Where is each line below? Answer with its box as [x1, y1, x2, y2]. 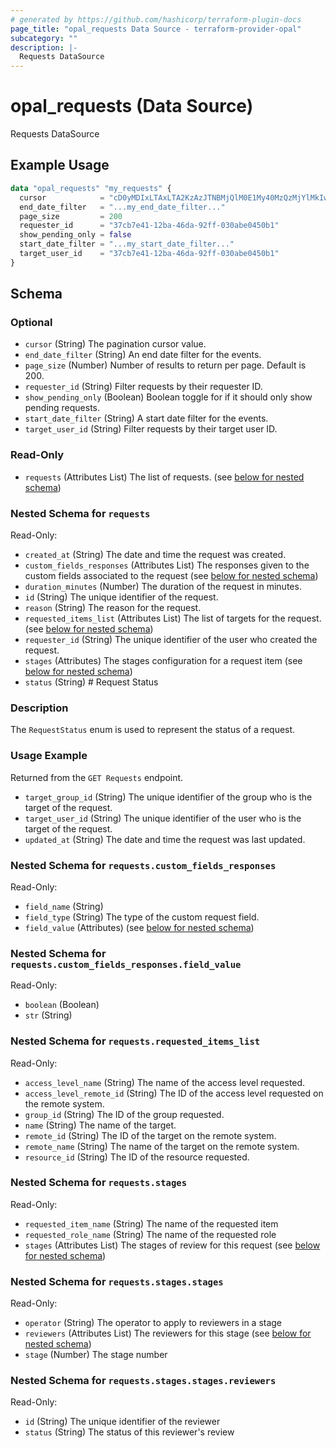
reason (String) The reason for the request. [24, 602, 202, 614]
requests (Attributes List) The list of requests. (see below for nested [24, 471, 305, 483]
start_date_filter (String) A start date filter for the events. [24, 412, 269, 425]
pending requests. [24, 402, 101, 414]
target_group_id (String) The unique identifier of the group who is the [24, 791, 313, 803]
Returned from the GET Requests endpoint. [10, 771, 184, 783]
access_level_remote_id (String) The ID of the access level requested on [24, 1087, 324, 1099]
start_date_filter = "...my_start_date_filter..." [19, 239, 235, 250]
